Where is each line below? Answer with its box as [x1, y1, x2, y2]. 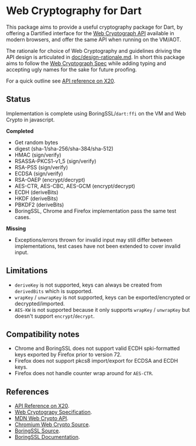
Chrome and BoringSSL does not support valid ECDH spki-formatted [14, 345, 180, 352]
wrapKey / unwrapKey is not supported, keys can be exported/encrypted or [14, 294, 191, 301]
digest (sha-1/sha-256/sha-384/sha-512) [14, 145, 114, 152]
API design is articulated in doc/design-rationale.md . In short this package [6, 53, 185, 60]
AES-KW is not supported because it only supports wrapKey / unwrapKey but [14, 306, 190, 313]
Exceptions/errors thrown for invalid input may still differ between [14, 236, 173, 243]
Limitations [6, 265, 48, 276]
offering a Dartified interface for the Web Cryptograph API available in [6, 29, 174, 36]
